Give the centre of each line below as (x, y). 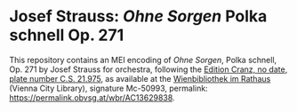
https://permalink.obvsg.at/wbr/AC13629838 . (92, 97)
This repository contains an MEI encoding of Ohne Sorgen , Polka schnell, (143, 60)
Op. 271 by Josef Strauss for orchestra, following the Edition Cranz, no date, (148, 69)
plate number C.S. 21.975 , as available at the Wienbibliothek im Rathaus (140, 78)
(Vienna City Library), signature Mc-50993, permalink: (108, 88)
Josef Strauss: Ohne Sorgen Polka (138, 16)
